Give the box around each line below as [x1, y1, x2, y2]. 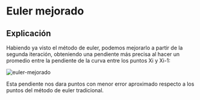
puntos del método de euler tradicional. [6, 87, 104, 94]
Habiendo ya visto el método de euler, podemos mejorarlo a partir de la [6, 44, 183, 51]
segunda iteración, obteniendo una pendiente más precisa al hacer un [6, 51, 180, 58]
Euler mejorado [6, 4, 84, 18]
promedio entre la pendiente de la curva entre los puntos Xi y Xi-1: [6, 57, 170, 64]
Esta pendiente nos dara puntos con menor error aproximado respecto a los [6, 80, 195, 87]
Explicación [6, 28, 51, 39]
